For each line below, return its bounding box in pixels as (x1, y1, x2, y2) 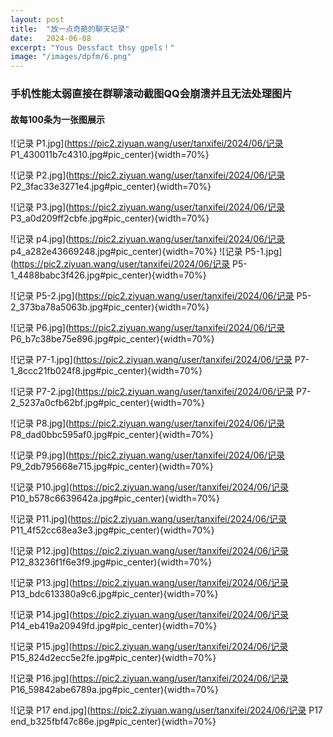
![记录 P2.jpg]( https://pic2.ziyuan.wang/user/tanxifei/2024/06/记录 (10, 169, 286, 181)
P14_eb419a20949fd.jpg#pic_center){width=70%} (10, 620, 218, 632)
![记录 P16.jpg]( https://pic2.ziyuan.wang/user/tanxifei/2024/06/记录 (10, 672, 289, 685)
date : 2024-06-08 (10, 33, 92, 43)
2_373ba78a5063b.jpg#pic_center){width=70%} (10, 301, 210, 313)
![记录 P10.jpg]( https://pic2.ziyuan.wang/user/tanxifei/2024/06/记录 (10, 481, 289, 493)
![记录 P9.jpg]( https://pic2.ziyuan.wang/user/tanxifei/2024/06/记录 (10, 449, 286, 461)
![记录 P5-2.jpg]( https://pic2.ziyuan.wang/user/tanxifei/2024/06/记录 (10, 290, 295, 302)
